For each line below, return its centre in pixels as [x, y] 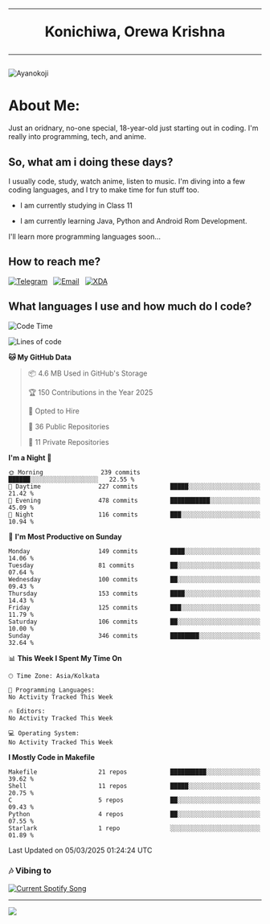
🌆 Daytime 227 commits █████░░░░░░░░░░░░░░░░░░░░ [135, 487]
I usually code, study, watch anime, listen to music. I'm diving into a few [127, 181]
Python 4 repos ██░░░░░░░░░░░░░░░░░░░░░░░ [135, 814]
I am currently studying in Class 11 [76, 205]
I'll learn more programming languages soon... [85, 236]
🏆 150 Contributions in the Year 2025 [90, 392]
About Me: [44, 106]
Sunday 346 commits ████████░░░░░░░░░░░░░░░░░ [135, 635]
